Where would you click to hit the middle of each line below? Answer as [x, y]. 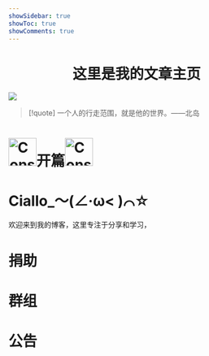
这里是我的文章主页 [136, 74]
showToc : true [33, 24]
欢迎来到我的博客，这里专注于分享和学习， [80, 225]
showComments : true [41, 31]
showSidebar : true [39, 16]
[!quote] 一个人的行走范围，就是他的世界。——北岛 [114, 113]
